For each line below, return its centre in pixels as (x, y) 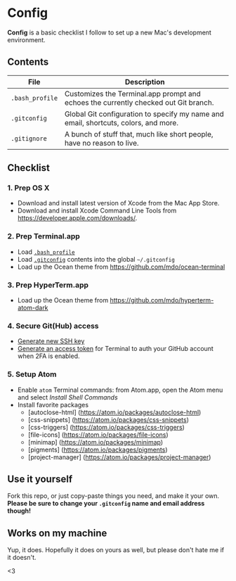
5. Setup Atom (32, 374)
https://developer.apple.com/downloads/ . (77, 218)
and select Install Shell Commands (67, 397)
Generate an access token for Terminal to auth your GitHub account (116, 349)
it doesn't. (22, 558)
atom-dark (33, 308)
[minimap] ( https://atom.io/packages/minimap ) (96, 442)
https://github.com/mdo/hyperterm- (162, 300)
